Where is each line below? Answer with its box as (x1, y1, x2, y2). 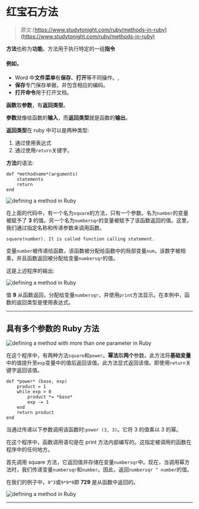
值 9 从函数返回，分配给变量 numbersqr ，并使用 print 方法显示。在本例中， (6, 291, 185, 298)
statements (17, 176, 44, 183)
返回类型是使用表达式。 (16, 299, 74, 306)
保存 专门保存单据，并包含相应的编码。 (14, 81, 108, 89)
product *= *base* (27, 394, 73, 400)
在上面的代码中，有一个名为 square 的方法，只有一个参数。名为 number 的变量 (6, 209, 188, 217)
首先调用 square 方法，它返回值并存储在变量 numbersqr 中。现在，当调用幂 (6, 458, 185, 466)
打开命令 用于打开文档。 (14, 89, 72, 96)
